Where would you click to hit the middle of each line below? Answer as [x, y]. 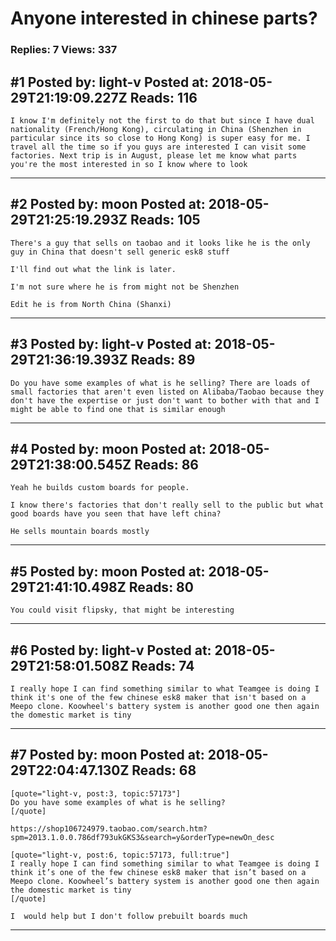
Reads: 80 [161, 587]
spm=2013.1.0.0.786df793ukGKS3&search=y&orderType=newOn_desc [142, 837]
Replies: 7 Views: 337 [64, 50]
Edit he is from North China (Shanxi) [91, 304]
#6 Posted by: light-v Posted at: [111, 650]
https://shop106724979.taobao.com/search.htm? [109, 828]
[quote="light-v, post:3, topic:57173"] [96, 793]
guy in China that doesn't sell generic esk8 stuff [120, 252]
